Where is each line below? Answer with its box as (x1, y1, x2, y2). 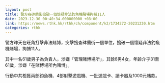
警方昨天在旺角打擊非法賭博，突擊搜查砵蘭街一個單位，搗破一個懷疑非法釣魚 (5, 40, 160, 46)
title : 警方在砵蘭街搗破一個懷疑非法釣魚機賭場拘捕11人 (5, 12, 106, 17)
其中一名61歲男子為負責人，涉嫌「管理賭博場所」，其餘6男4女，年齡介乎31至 (5, 56, 160, 62)
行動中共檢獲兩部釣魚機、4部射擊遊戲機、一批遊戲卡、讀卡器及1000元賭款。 (5, 73, 160, 79)
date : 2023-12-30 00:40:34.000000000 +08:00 (5, 16, 98, 21)
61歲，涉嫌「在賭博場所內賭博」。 (5, 62, 72, 68)
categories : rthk (5, 26, 41, 30)
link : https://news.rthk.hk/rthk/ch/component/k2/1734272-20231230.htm (5, 21, 155, 26)
